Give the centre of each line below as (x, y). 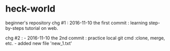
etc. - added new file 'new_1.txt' (39, 43)
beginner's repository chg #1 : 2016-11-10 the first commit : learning (77, 23)
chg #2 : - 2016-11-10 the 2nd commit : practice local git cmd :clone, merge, (85, 38)
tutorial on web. (41, 28)
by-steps (15, 28)
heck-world (30, 9)
